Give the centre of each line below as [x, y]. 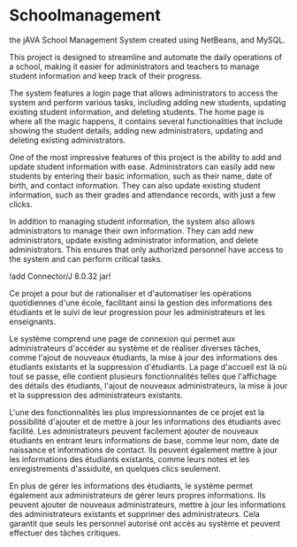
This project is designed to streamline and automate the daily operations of [146, 57]
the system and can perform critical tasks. [86, 258]
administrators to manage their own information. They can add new [132, 230]
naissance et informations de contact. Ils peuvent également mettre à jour [144, 450]
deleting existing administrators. [68, 140]
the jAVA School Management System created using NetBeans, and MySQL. [147, 40]
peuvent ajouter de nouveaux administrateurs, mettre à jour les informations [148, 505]
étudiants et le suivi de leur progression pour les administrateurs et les [137, 312]
